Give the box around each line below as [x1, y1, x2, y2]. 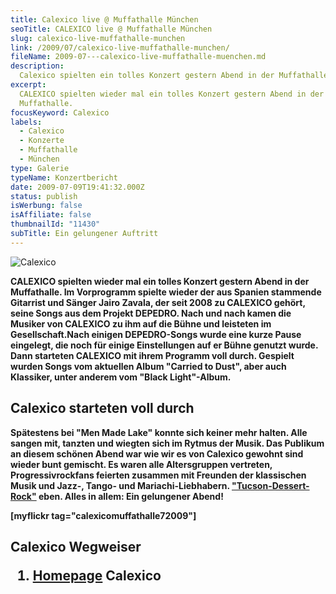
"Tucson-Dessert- [231, 479, 310, 491]
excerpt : [10, 80, 47, 90]
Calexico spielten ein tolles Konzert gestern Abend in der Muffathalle [19, 71, 329, 81]
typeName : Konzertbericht [10, 172, 118, 183]
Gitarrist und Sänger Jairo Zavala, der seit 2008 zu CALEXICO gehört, [10, 296, 306, 308]
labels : [10, 117, 43, 127]
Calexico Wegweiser [10, 538, 142, 555]
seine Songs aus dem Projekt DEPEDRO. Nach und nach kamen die [10, 307, 292, 319]
